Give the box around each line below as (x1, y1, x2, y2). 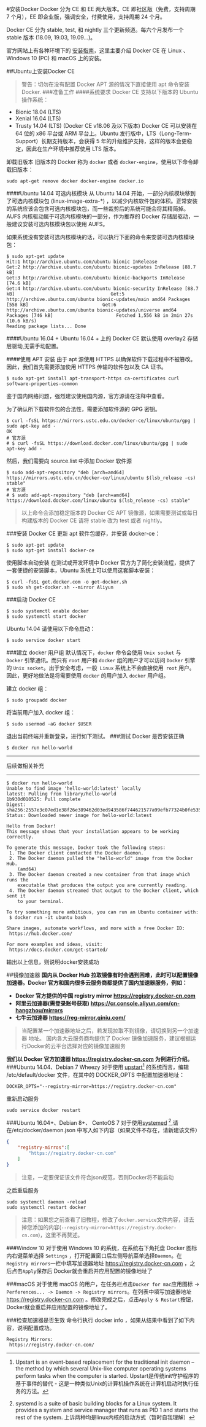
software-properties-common (6, 381, 78, 387)
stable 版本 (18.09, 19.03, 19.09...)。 (6, 34, 96, 41)
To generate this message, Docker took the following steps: (6, 845, 166, 851)
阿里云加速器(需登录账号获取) (15, 1000, 90, 1007)
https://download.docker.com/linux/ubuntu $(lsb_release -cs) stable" (6, 498, 191, 504)
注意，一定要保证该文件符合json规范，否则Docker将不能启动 (21, 1173, 174, 1181)
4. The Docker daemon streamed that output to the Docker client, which (9, 888, 199, 894)
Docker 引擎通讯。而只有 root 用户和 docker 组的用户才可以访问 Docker (6, 657, 184, 663)
